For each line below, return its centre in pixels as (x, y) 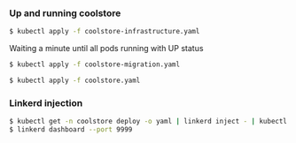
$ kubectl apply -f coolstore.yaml (75, 81)
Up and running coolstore (65, 13)
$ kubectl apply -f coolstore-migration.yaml (94, 64)
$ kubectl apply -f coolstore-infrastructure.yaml (105, 32)
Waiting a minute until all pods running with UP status (106, 49)
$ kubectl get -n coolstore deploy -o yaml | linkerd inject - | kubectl (148, 122)
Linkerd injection (46, 102)
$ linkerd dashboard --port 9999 (71, 130)
